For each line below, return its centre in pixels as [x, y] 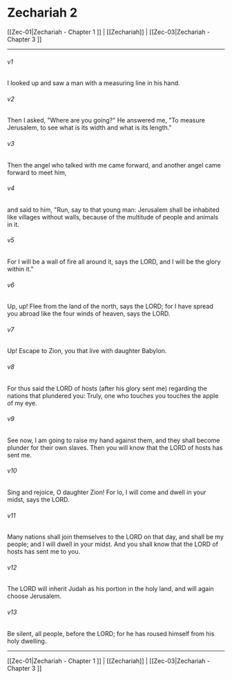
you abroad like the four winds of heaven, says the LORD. [89, 314]
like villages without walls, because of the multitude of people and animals [113, 217]
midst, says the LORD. [39, 499]
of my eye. [22, 403]
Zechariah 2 [42, 13]
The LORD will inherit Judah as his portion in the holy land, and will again [110, 589]
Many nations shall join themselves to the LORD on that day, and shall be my [116, 537]
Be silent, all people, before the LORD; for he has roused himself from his [111, 633]
